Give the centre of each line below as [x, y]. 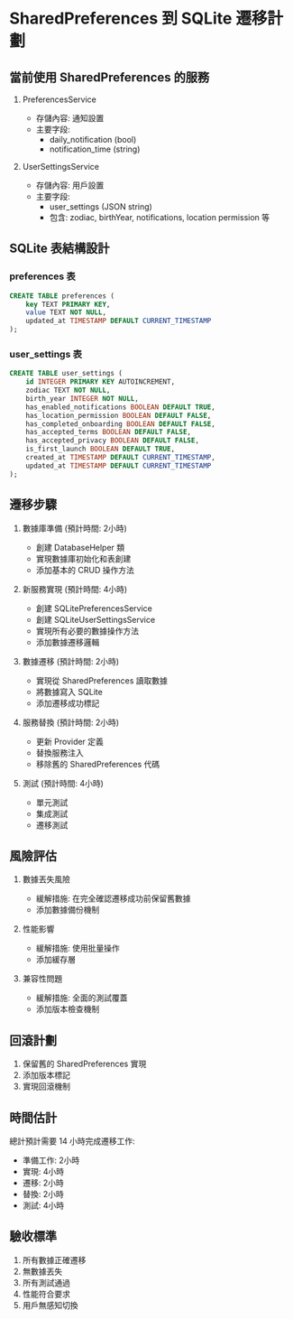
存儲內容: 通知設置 [70, 118]
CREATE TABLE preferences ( [62, 296]
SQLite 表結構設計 [60, 249]
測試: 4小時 [43, 1205]
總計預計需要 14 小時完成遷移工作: [72, 1141]
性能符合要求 [46, 1294]
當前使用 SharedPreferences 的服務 [110, 77]
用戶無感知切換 [50, 1305]
